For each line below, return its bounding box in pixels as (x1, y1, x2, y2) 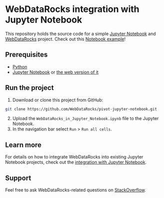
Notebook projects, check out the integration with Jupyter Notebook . (5, 159, 147, 165)
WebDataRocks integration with (5, 3, 140, 15)
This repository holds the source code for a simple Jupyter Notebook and (5, 30, 156, 36)
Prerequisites (5, 50, 48, 59)
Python (12, 63, 27, 69)
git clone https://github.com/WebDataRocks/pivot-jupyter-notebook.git (5, 106, 157, 111)
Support (5, 173, 31, 182)
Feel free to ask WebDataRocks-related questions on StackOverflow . (5, 187, 146, 193)
